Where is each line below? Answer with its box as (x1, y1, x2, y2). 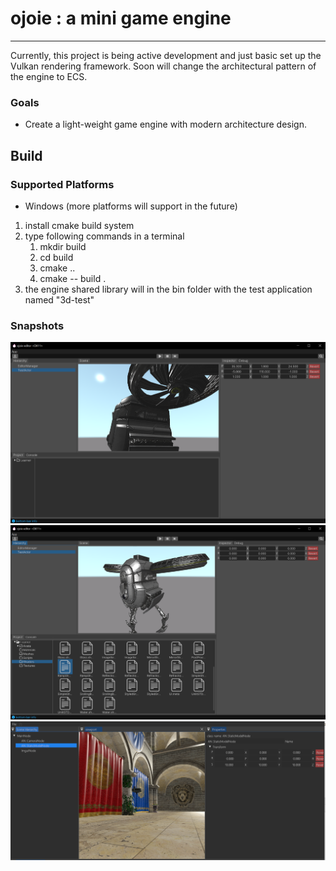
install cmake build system (24, 219, 135, 231)
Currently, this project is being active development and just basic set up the (10, 49, 322, 61)
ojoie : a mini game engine (10, 7, 232, 30)
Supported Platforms (10, 177, 115, 191)
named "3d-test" (24, 293, 95, 306)
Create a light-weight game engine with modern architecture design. (24, 118, 307, 131)
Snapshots (10, 318, 65, 332)
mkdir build (39, 240, 87, 252)
